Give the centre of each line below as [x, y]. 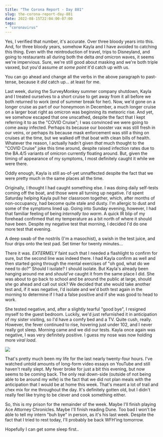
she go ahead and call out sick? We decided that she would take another [78, 284]
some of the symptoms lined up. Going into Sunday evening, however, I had [81, 209]
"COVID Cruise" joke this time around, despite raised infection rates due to [80, 148]
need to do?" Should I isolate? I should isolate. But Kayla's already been [77, 269]
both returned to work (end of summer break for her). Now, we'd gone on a [80, 102]
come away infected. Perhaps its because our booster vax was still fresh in [80, 127]
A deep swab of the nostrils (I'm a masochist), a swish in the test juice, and [80, 238]
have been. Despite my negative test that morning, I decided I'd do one [76, 224]
